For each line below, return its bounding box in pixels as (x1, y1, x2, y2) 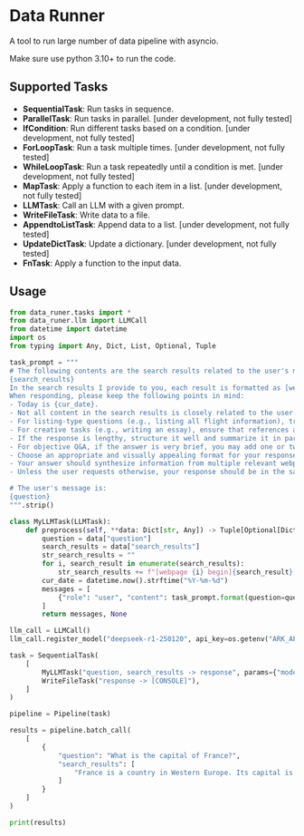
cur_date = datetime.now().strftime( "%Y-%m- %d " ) (42, 576, 229, 585)
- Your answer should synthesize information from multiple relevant (9, 459, 278, 468)
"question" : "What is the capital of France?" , (57, 751, 242, 760)
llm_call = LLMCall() (9, 627, 91, 636)
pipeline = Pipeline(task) (9, 709, 111, 719)
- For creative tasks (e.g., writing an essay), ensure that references (9, 425, 290, 434)
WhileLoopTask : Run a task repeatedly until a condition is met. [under (22, 160, 283, 172)
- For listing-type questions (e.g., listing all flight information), (9, 417, 285, 426)
